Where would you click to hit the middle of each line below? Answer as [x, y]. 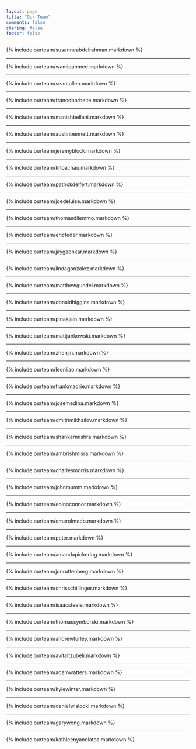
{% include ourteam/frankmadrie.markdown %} [63, 386]
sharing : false [24, 28]
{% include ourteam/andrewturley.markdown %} [64, 639]
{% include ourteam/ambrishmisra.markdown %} [65, 453]
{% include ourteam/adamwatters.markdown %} [64, 672]
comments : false [26, 22]
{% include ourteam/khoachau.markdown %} [60, 168]
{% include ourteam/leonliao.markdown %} [58, 370]
